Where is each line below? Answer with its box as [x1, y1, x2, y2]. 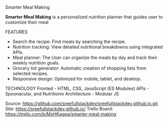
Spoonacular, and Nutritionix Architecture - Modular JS [5, 91, 119, 96]
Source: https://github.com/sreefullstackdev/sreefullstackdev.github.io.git [5, 100, 158, 106]
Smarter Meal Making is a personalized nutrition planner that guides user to [5, 14, 163, 19]
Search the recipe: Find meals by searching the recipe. [12, 38, 126, 44]
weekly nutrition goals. [12, 60, 60, 65]
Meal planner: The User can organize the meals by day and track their [12, 54, 157, 60]
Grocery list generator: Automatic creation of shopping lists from [12, 65, 147, 71]
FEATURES [5, 29, 28, 34]
